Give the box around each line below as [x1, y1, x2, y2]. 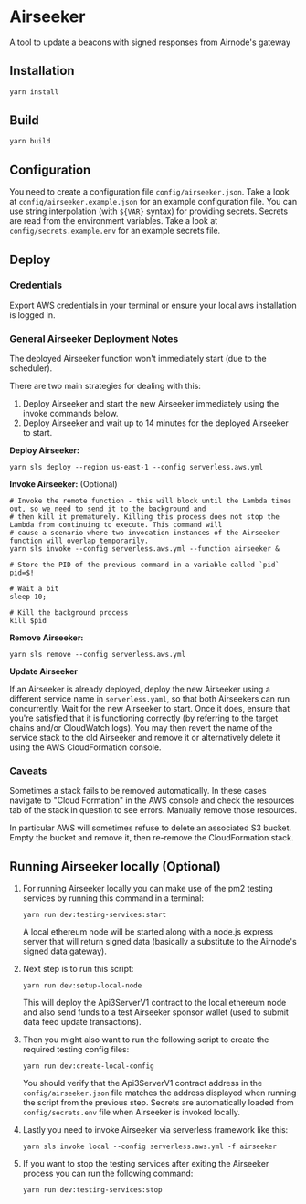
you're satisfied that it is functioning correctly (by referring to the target [9, 713, 279, 723]
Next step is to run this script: [22, 964, 134, 975]
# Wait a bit [9, 585, 59, 594]
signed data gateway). [22, 945, 107, 956]
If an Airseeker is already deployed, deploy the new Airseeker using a [9, 683, 271, 695]
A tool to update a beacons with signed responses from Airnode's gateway [9, 37, 290, 48]
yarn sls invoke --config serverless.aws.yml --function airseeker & [9, 544, 280, 554]
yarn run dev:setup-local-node [22, 981, 142, 990]
